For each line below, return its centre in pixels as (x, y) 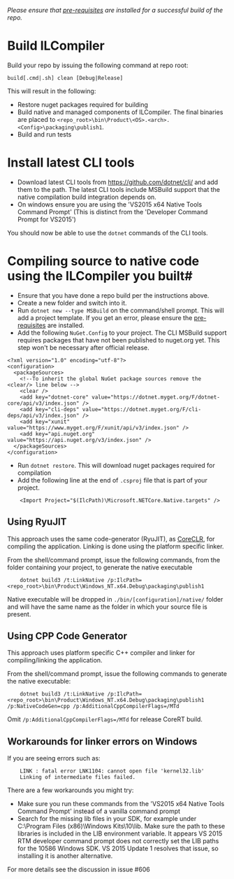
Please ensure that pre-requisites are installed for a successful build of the (115, 10)
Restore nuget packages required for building (83, 104)
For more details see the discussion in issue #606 (79, 870)
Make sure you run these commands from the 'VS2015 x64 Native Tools (121, 804)
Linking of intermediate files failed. (78, 777)
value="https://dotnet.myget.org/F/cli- (141, 409)
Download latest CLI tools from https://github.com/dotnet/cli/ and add (118, 182)
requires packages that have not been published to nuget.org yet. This (118, 340)
